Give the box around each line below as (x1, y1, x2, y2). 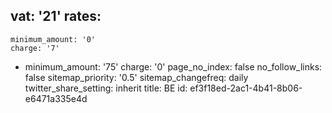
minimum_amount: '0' (10, 34, 97, 44)
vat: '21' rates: (10, 8, 102, 25)
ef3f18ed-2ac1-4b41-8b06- (189, 82, 303, 94)
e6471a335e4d (24, 92, 88, 104)
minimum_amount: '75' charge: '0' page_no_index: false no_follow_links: (24, 60, 323, 73)
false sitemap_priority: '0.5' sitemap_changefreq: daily (24, 71, 249, 83)
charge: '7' (10, 43, 60, 53)
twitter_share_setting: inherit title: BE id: (24, 82, 188, 94)
